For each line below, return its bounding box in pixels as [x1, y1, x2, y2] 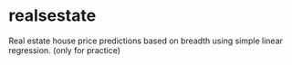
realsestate [8, 5, 97, 26]
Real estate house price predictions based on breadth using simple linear [8, 35, 284, 46]
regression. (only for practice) [8, 44, 120, 55]
